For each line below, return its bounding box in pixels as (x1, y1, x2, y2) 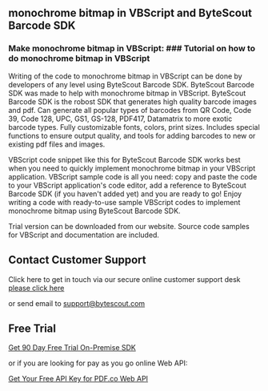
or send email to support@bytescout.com (8, 298, 146, 308)
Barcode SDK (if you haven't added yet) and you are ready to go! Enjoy (8, 188, 242, 199)
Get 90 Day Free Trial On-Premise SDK (8, 343, 136, 353)
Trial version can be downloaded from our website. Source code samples (8, 221, 250, 231)
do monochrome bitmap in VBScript (8, 53, 150, 64)
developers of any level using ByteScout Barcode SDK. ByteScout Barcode (8, 79, 254, 89)
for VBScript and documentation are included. (8, 230, 160, 240)
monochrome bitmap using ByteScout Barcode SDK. (8, 206, 182, 216)
